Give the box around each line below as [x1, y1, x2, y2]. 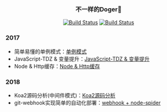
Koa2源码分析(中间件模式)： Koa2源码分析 [14, 91, 116, 98]
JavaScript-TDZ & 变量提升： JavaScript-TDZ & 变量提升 [14, 55, 150, 62]
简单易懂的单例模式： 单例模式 [14, 48, 87, 55]
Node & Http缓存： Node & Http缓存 [14, 62, 100, 70]
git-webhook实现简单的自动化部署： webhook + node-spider [14, 99, 161, 106]
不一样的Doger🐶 [75, 5, 122, 13]
